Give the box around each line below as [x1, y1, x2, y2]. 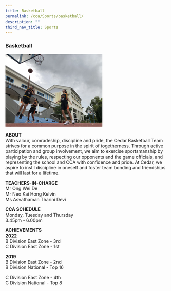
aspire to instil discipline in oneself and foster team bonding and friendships [5, 165, 166, 171]
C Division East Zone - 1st [5, 244, 60, 250]
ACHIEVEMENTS [5, 227, 42, 234]
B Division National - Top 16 [5, 264, 64, 270]
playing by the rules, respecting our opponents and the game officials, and [5, 154, 163, 160]
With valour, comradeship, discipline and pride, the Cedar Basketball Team [5, 138, 163, 144]
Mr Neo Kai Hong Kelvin [5, 191, 56, 197]
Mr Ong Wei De [5, 185, 38, 192]
